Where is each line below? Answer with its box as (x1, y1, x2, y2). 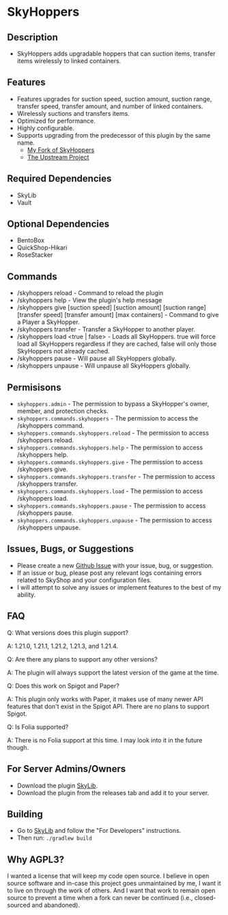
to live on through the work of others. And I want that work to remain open (7, 886, 216, 894)
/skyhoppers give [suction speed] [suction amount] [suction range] (16, 303, 206, 312)
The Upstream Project (27, 153, 89, 161)
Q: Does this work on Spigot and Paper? (7, 681, 119, 690)
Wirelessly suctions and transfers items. (16, 109, 130, 117)
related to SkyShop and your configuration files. (16, 576, 152, 584)
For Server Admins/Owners (7, 763, 126, 775)
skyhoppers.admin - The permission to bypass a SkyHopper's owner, (16, 400, 210, 408)
